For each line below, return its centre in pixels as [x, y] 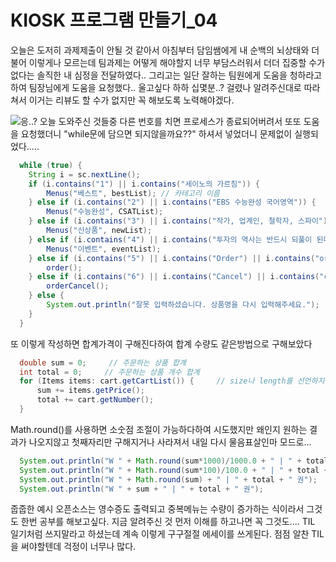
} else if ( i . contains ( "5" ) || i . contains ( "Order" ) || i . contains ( [172, 258]
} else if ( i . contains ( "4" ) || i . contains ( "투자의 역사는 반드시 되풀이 [170, 239]
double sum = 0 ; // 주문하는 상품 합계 [103, 362]
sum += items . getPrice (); [90, 391]
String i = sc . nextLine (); [84, 174]
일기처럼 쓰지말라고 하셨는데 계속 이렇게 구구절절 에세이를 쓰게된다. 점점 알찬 [160, 534]
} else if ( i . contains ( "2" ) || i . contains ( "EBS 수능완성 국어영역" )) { [172, 202]
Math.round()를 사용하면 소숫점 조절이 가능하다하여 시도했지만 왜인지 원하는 [159, 429]
